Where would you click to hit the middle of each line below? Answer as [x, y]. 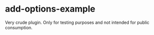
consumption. [19, 27]
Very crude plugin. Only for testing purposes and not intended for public [77, 22]
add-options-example [50, 9]
